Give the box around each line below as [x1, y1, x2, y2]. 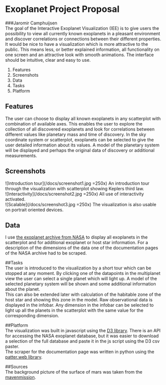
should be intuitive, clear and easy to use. [5, 57, 91, 63]
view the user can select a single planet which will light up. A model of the [5, 275, 157, 282]
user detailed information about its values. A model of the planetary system [5, 142, 160, 148]
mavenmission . [5, 375, 36, 381]
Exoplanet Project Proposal [5, 3, 120, 15]
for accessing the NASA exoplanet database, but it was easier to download [5, 333, 159, 339]
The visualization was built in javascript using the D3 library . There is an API [5, 328, 161, 334]
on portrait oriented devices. [5, 207, 64, 213]
